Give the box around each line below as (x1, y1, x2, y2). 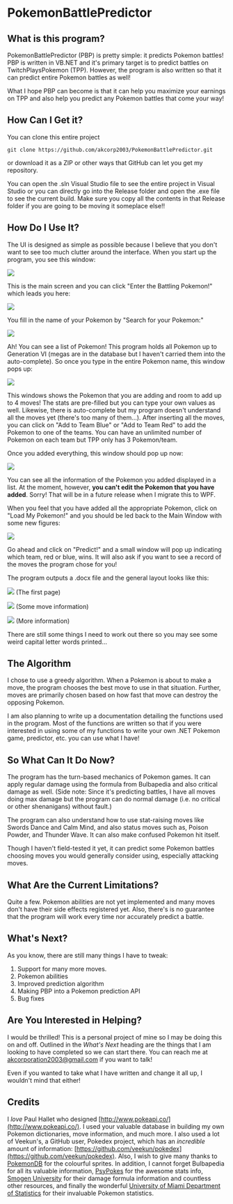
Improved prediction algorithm (17, 979, 104, 987)
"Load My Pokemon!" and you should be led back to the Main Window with (7, 511, 223, 520)
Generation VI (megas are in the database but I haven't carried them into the (7, 350, 226, 358)
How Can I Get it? (7, 114, 83, 126)
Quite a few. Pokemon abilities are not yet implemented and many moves (7, 897, 216, 906)
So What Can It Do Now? (7, 754, 115, 766)
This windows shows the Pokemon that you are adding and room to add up (7, 391, 222, 399)
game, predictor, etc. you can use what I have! (7, 734, 140, 743)
